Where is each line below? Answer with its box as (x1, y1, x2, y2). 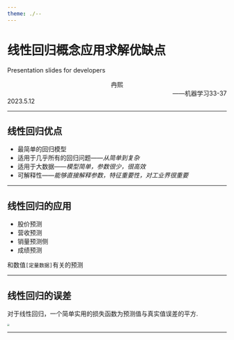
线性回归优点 (7, 125, 63, 137)
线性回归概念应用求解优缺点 (7, 42, 166, 58)
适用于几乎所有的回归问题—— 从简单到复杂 (17, 154, 140, 162)
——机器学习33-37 (172, 88, 227, 98)
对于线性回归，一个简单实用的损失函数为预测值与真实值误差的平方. (7, 309, 198, 318)
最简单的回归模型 (17, 145, 67, 153)
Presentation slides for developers (7, 65, 106, 74)
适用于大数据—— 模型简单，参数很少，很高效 (17, 162, 146, 171)
